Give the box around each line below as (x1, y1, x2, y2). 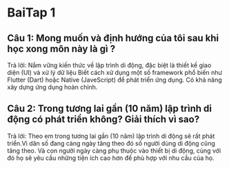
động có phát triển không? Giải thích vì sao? (7, 113, 200, 125)
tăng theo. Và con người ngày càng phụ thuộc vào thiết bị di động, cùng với (7, 146, 221, 155)
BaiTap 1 (7, 5, 56, 21)
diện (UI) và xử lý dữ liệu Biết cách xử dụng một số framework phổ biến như (7, 69, 223, 76)
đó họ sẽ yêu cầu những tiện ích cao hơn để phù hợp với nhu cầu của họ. (7, 153, 215, 162)
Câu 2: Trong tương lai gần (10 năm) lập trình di (7, 103, 212, 115)
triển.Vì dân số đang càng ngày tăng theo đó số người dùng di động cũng (7, 139, 215, 147)
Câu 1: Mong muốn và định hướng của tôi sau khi (7, 32, 219, 44)
